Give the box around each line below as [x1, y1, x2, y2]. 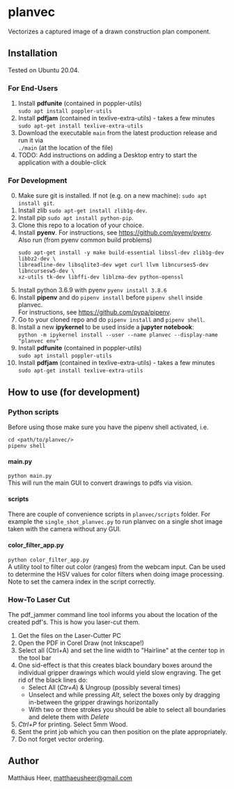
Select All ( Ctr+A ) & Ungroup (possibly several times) [28, 683, 181, 692]
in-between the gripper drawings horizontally [28, 698, 159, 706]
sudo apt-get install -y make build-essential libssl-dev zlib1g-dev [17, 249, 225, 256]
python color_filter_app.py [8, 556, 90, 563]
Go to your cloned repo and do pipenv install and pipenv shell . [17, 315, 205, 324]
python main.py [8, 473, 52, 480]
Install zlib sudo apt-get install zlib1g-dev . [17, 206, 148, 214]
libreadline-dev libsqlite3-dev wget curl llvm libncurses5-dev [17, 262, 209, 269]
